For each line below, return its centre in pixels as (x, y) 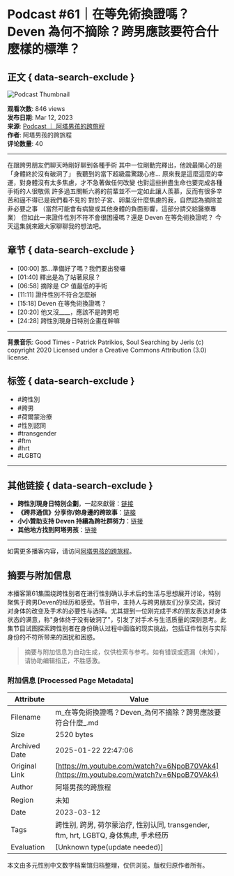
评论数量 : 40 (25, 143)
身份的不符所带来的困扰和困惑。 (53, 637)
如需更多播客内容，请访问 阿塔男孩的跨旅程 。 (71, 551)
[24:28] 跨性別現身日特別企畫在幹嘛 (69, 320)
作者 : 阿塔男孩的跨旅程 (39, 135)
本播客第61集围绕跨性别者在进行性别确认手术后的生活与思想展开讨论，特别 (114, 593)
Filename (26, 717)
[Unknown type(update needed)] (109, 847)
